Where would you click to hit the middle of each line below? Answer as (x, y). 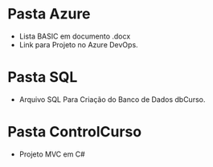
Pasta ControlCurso (75, 132)
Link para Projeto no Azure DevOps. (78, 44)
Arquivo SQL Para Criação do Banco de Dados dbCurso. (112, 99)
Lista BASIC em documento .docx (75, 36)
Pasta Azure (49, 14)
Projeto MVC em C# (52, 154)
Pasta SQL (43, 77)
